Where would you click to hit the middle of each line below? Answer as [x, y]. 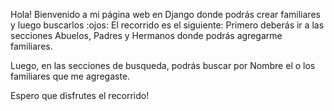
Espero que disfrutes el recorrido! [80, 95]
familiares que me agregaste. [70, 76]
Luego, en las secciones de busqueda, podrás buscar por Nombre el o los [163, 65]
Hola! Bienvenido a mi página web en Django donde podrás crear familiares [165, 14]
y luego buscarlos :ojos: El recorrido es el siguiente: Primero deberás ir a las [167, 25]
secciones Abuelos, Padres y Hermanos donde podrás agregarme [146, 35]
